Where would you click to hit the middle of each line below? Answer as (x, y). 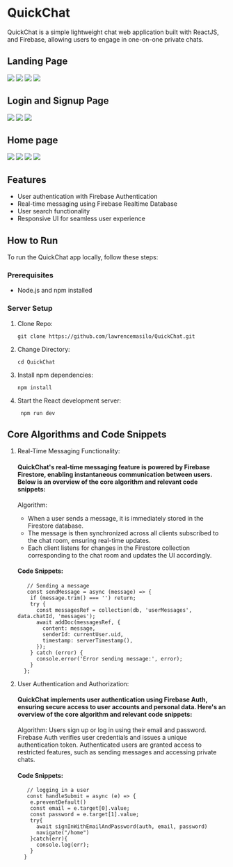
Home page (33, 140)
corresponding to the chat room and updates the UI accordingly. (120, 555)
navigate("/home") (63, 833)
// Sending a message (58, 585)
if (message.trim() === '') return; (83, 598)
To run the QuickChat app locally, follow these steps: (83, 257)
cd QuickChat (36, 362)
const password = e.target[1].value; (85, 815)
